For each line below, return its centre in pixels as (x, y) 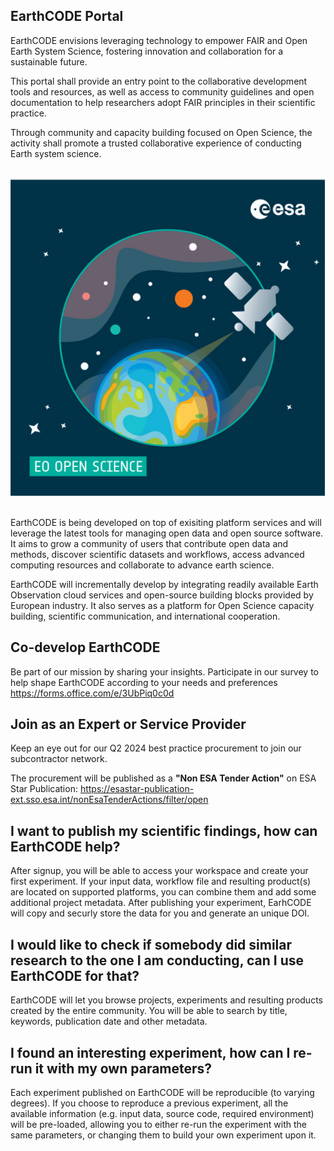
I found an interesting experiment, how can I (150, 1052)
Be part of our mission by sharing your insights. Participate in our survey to (165, 671)
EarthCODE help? (65, 846)
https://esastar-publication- (137, 789)
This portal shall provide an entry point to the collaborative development (159, 81)
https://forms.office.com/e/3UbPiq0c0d (92, 693)
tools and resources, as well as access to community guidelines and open (162, 91)
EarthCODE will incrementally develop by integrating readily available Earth (164, 584)
